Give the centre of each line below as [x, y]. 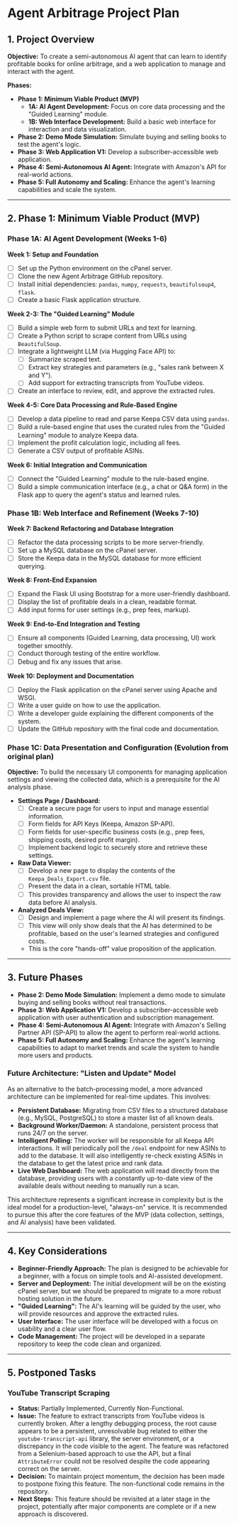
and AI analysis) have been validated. [62, 1222]
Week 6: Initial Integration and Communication [77, 465]
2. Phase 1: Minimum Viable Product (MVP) [104, 219]
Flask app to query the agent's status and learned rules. [99, 495]
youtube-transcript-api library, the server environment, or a [106, 1439]
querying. [32, 566]
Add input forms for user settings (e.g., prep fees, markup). [104, 610]
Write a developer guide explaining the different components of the [115, 713]
